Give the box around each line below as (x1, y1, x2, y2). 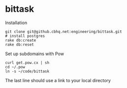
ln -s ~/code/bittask (5, 69, 50, 74)
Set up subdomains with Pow (5, 51, 64, 57)
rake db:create (5, 38, 36, 43)
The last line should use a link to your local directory (5, 77, 111, 83)
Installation (5, 20, 28, 26)
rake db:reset (5, 42, 34, 47)
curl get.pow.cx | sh (5, 60, 50, 65)
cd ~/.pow (5, 64, 26, 69)
